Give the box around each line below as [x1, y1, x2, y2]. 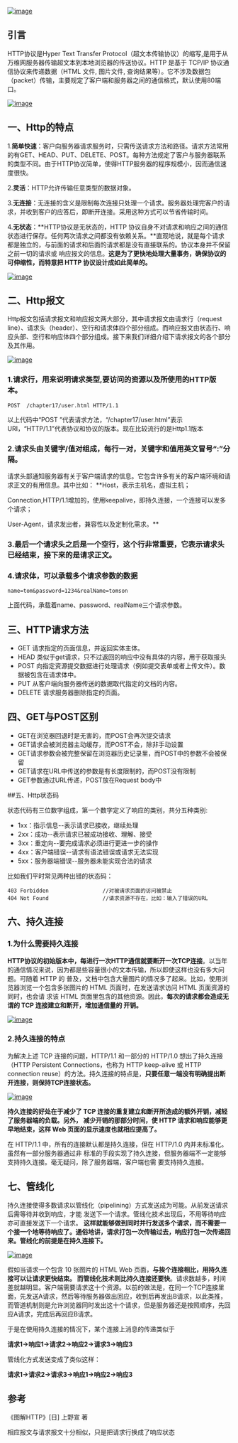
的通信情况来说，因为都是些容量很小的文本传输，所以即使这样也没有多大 [7, 965, 218, 974]
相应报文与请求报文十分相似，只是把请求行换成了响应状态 [7, 1428, 175, 1437]
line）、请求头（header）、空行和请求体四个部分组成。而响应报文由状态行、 [7, 323, 225, 332]
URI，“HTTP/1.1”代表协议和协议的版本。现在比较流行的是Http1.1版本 [7, 424, 204, 433]
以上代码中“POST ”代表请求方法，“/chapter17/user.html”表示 [7, 415, 183, 424]
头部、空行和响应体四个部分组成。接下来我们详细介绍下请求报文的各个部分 [13, 333, 231, 341]
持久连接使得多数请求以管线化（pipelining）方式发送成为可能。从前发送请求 [7, 1201, 228, 1209]
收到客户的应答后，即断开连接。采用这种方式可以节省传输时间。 [25, 207, 212, 216]
